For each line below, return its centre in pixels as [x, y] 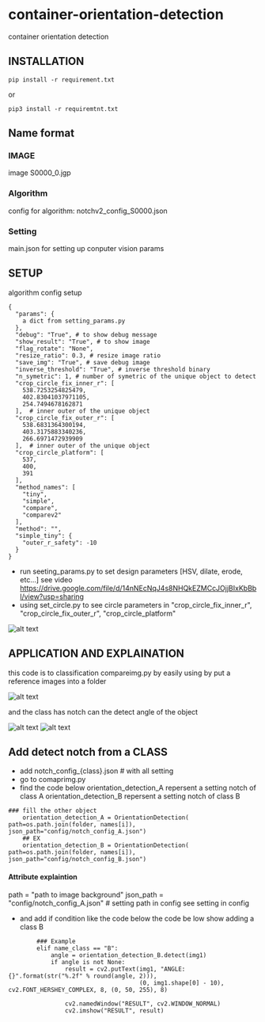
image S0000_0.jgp [40, 173]
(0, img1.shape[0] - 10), [182, 983]
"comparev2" [42, 515]
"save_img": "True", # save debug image [83, 362]
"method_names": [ [46, 487]
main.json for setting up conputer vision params [86, 249]
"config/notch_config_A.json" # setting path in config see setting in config [129, 903]
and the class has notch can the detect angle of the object [103, 711]
